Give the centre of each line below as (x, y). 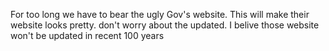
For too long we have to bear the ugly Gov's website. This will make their (160, 14)
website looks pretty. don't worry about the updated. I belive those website (165, 25)
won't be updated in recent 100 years (87, 35)
